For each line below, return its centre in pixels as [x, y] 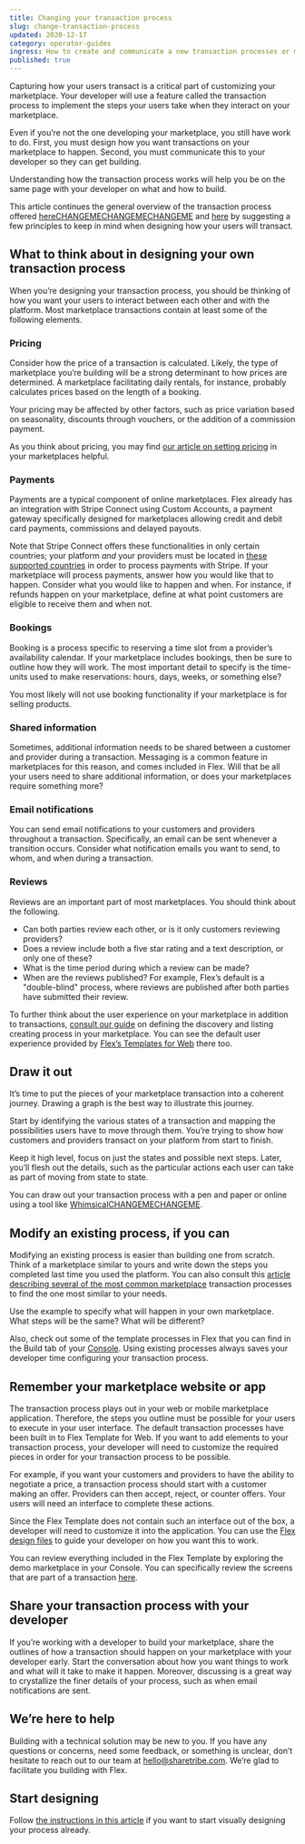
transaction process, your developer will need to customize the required [144, 1447]
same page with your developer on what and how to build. [118, 189]
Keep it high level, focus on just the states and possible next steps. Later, [146, 1158]
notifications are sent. [50, 1690]
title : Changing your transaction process [91, 18]
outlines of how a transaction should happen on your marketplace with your [151, 1651]
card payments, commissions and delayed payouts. [105, 529]
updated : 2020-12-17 [49, 35]
